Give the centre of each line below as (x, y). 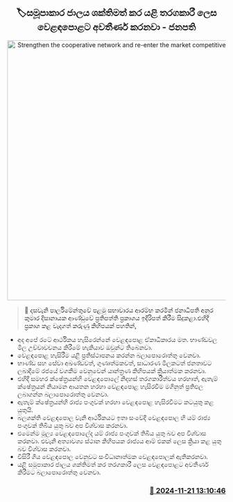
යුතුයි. (25, 410)
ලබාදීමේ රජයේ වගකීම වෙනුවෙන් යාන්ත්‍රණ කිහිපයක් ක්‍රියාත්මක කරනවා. (112, 370)
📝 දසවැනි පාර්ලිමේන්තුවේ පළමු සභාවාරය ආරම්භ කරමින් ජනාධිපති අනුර (119, 310)
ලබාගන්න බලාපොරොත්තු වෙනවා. (63, 394)
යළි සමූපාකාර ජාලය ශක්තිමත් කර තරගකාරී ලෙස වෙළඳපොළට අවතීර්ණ (113, 464)
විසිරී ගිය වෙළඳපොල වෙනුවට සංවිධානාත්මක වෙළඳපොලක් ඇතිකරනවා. (112, 456)
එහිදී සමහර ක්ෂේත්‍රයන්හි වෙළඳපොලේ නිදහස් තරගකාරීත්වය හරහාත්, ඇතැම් (118, 379)
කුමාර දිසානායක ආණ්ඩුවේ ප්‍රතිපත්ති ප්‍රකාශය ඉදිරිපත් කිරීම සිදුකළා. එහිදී (116, 318)
